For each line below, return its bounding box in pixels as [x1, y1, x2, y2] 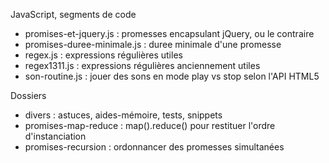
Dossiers [10, 90, 47, 101]
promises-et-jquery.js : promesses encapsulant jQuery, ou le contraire [24, 28, 315, 39]
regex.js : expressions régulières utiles [24, 49, 183, 61]
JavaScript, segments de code [10, 9, 137, 20]
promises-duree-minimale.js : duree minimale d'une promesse [24, 39, 282, 50]
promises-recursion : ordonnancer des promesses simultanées [24, 141, 285, 153]
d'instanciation [24, 130, 87, 142]
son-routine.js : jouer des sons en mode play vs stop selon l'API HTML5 [24, 70, 320, 82]
